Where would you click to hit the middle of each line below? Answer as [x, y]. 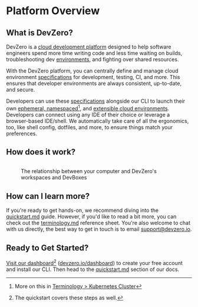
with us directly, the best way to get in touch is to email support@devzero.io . [99, 229]
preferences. [22, 133]
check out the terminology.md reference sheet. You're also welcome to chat [98, 223]
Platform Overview [53, 11]
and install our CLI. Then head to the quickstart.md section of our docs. [93, 269]
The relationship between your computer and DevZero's [89, 171]
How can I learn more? [48, 196]
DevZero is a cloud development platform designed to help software [89, 47]
